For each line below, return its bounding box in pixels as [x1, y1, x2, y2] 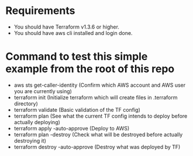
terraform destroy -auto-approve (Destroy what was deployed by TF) [13, 143, 181, 150]
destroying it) [13, 137, 46, 144]
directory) [13, 100, 39, 107]
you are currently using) [13, 87, 73, 94]
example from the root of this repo [5, 62, 175, 76]
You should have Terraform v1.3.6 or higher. [13, 23, 119, 30]
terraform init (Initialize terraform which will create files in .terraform [13, 94, 178, 101]
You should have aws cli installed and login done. [13, 29, 133, 36]
